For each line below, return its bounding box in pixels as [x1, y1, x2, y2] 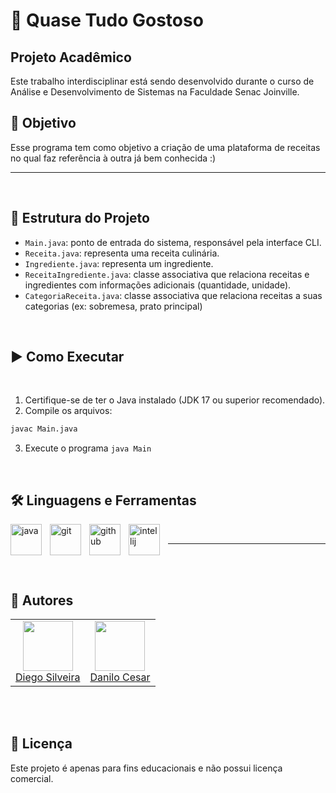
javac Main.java [10, 424, 78, 434]
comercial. [10, 772, 54, 784]
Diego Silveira [15, 670, 81, 684]
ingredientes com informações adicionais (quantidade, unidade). [24, 279, 292, 291]
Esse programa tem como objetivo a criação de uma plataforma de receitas [10, 141, 321, 153]
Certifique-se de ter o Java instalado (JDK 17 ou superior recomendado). [24, 394, 326, 406]
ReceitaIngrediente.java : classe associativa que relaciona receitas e [24, 268, 310, 280]
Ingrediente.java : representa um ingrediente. [24, 257, 214, 269]
